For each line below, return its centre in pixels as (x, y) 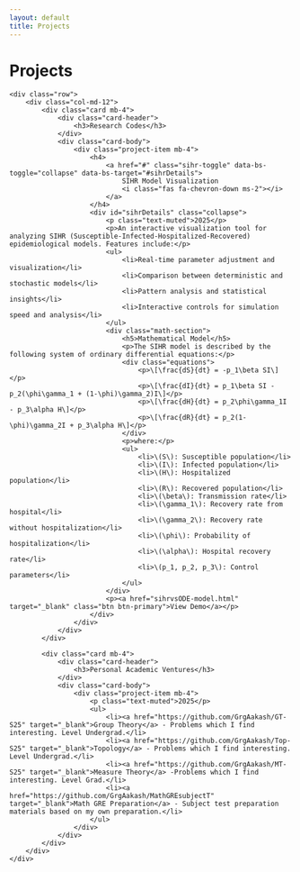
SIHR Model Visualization (170, 181)
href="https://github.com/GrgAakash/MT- (210, 765)
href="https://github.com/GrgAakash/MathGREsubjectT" (112, 796)
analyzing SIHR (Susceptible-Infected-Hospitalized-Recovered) (130, 236)
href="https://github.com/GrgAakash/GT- (210, 717)
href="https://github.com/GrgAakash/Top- (212, 741)
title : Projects (40, 26)
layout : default (40, 18)
